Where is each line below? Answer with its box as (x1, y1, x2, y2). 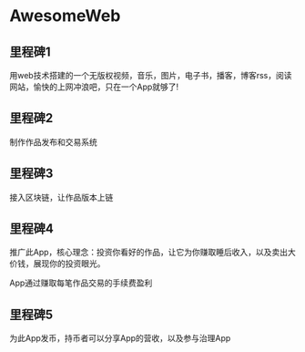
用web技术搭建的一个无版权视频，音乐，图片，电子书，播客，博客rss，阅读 (9, 70, 292, 80)
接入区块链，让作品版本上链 (9, 192, 114, 202)
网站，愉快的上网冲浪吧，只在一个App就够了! (9, 81, 179, 92)
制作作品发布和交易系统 (9, 136, 97, 147)
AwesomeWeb (9, 5, 121, 26)
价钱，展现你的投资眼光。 (9, 258, 106, 269)
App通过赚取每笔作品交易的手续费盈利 (9, 277, 153, 288)
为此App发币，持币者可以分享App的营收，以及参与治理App (9, 333, 231, 344)
